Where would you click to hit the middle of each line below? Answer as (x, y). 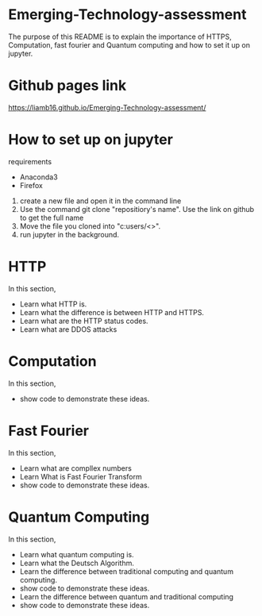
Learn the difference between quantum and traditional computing (127, 596)
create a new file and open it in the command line (100, 201)
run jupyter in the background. (69, 234)
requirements (30, 161)
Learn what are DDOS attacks (68, 329)
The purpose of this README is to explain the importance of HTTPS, (120, 37)
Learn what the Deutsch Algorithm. (77, 563)
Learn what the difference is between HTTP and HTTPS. (112, 312)
